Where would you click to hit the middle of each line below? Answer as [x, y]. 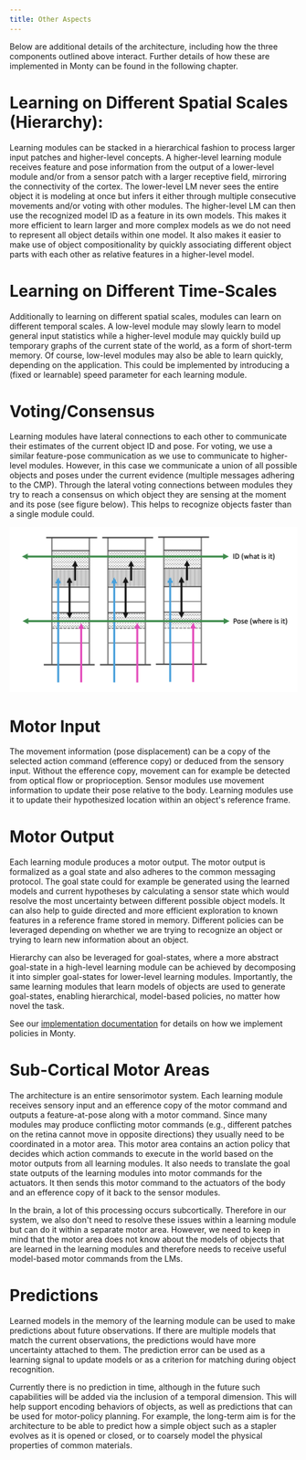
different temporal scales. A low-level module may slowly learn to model [145, 326]
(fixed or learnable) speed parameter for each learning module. [128, 374]
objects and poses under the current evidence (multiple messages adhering [152, 476]
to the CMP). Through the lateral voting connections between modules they [151, 485]
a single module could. [52, 514]
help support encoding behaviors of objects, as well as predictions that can [151, 1407]
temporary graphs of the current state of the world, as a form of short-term [151, 345]
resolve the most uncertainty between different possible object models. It [148, 901]
